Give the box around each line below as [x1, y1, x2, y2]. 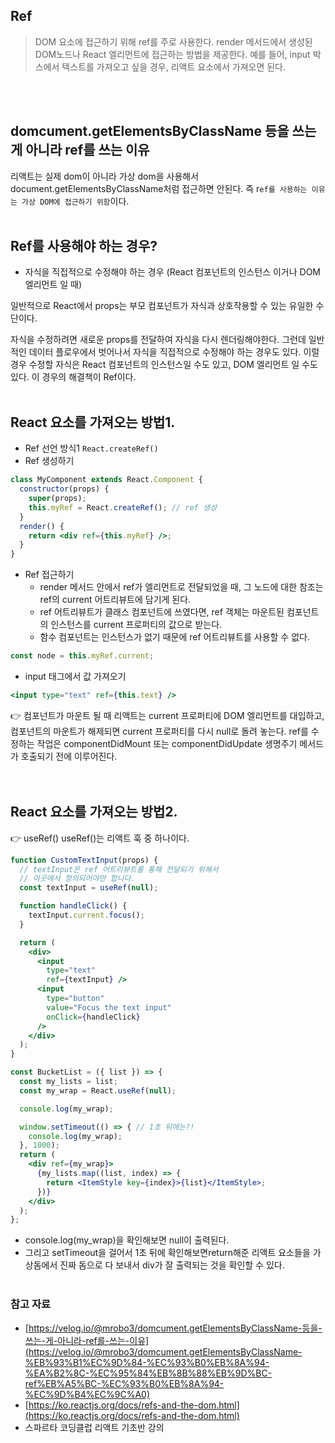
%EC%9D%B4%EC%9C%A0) [24, 1388, 151, 1400]
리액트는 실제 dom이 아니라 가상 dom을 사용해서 [10, 170, 200, 182]
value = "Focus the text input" [46, 1002, 172, 1013]
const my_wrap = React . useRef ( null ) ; [19, 1085, 177, 1096]
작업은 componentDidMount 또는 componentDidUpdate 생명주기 [36, 737, 298, 749]
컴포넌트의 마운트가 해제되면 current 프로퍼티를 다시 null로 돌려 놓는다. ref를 [10, 725, 309, 737]
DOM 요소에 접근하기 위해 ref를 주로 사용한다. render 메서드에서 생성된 [34, 35, 313, 48]
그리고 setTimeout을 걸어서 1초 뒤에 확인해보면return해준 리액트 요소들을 [24, 1247, 311, 1259]
